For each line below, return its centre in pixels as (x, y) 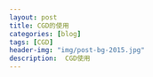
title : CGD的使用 (39, 26)
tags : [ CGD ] (31, 42)
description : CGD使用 (50, 58)
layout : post (33, 17)
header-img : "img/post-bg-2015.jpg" (77, 50)
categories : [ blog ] (45, 34)
